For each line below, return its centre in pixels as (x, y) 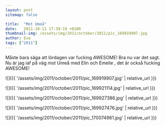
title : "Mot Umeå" (26, 24)
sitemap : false (21, 15)
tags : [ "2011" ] (21, 43)
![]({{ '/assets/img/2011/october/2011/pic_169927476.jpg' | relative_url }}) (81, 108)
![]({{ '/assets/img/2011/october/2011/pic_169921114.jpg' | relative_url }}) (80, 88)
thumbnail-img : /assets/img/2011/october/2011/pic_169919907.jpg (76, 34)
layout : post (19, 10)
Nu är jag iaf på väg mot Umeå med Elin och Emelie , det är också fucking (83, 63)
